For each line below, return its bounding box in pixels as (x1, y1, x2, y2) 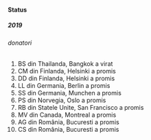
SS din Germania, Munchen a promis (17, 89, 122, 97)
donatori (8, 38, 32, 47)
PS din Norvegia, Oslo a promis (17, 96, 106, 104)
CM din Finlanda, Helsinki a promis (17, 67, 116, 75)
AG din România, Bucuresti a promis (17, 118, 119, 126)
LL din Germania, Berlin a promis (17, 82, 111, 90)
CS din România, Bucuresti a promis (17, 126, 119, 134)
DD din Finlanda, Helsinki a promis (17, 74, 115, 82)
